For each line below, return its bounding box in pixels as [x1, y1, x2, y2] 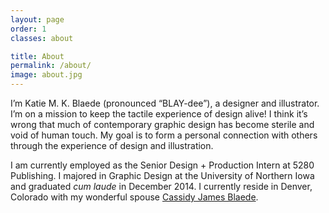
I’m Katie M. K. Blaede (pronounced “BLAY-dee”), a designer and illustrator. [10, 97, 320, 109]
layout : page [10, 14, 65, 25]
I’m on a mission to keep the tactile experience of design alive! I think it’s [10, 108, 308, 120]
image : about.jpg [10, 70, 83, 80]
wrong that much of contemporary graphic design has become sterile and [10, 119, 315, 130]
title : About [10, 51, 65, 61]
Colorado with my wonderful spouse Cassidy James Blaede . [10, 191, 259, 203]
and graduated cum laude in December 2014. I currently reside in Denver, [10, 181, 313, 192]
